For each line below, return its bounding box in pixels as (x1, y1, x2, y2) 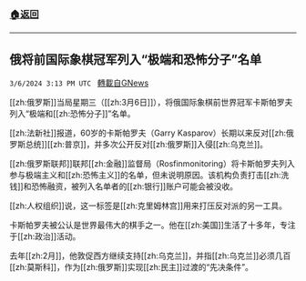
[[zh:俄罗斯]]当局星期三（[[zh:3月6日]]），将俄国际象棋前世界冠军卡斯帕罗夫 (9, 97, 293, 108)
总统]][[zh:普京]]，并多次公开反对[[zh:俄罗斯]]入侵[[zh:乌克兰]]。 (25, 139, 269, 150)
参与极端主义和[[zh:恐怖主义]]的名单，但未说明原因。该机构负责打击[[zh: (9, 170, 281, 181)
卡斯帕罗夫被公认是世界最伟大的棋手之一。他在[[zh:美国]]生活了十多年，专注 (9, 220, 296, 231)
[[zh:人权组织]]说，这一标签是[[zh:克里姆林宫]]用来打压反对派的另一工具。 (9, 200, 287, 211)
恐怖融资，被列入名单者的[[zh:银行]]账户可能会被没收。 (31, 181, 239, 192)
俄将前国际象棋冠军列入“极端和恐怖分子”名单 (9, 52, 262, 67)
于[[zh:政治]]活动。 (9, 231, 81, 242)
